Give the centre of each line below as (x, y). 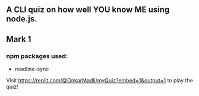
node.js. (22, 19)
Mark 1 (19, 39)
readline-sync (32, 69)
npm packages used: (37, 56)
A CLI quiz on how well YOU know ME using (88, 10)
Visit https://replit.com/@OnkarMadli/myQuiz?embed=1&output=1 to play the (99, 81)
